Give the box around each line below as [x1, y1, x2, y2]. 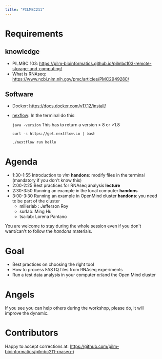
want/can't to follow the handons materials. [5, 228, 93, 234]
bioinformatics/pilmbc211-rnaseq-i [5, 349, 74, 355]
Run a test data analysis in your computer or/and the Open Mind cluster [12, 272, 156, 278]
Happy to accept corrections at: [5, 343, 69, 349]
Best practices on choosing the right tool [12, 261, 94, 267]
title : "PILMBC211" [5, 7, 45, 12]
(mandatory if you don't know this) [12, 178, 82, 183]
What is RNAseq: [12, 71, 46, 77]
